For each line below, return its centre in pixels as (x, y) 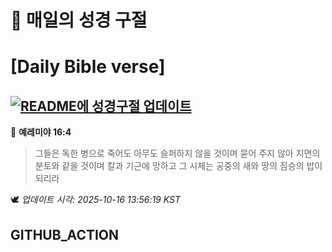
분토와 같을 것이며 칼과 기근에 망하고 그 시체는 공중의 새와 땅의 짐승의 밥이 (178, 166)
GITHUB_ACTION (65, 234)
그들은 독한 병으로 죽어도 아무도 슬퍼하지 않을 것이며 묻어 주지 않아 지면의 (177, 153)
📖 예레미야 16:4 (41, 132)
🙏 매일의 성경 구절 (79, 20)
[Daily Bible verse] (88, 67)
